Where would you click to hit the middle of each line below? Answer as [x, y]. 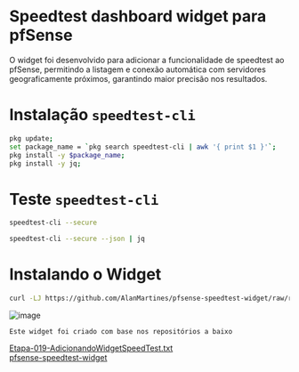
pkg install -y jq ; [45, 163]
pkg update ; [31, 138]
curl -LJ [25, 298]
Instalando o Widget [85, 275]
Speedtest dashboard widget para [138, 16]
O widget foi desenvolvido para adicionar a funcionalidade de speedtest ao [147, 60]
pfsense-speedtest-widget [58, 357]
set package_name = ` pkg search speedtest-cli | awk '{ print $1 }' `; [143, 147]
